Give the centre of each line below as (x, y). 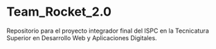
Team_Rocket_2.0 (59, 12)
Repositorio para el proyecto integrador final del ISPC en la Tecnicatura (108, 31)
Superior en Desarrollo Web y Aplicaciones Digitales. (82, 37)
